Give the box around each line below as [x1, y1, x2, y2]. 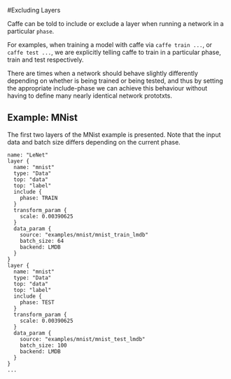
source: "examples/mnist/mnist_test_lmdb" [20, 335, 146, 343]
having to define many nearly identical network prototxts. [7, 91, 173, 100]
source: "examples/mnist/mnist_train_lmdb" [20, 231, 149, 238]
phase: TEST [20, 298, 55, 306]
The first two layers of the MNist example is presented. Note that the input [7, 130, 221, 139]
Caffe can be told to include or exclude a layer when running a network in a [7, 20, 224, 27]
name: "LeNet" [7, 151, 49, 159]
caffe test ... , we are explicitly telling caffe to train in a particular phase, [7, 48, 222, 56]
